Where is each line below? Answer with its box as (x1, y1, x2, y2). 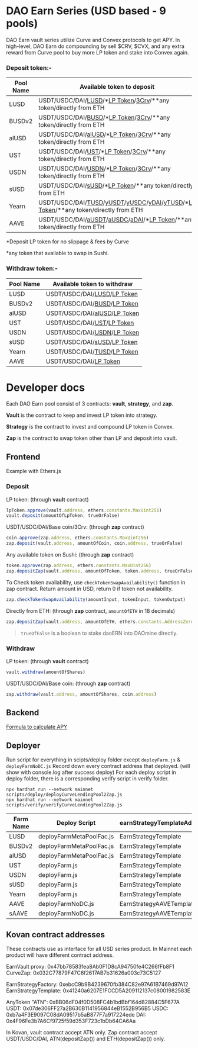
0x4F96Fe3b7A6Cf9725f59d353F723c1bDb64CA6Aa (6, 1017, 136, 1025)
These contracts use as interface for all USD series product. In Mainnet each (6, 946, 192, 953)
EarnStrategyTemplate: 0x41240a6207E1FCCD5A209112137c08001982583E (6, 987, 190, 994)
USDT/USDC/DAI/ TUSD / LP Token (46, 348, 138, 356)
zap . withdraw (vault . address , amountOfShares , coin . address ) (6, 691, 157, 697)
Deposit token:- (6, 63, 52, 72)
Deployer (6, 740, 41, 750)
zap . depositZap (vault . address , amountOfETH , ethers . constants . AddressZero (6, 619, 194, 625)
